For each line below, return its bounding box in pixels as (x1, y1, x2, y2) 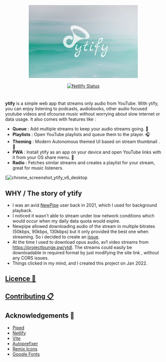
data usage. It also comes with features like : (5, 116, 96, 122)
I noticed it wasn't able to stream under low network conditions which (12, 213, 155, 218)
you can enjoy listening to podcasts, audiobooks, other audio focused (5, 106, 148, 112)
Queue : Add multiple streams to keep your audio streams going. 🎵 (12, 126, 149, 132)
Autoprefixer (12, 340, 38, 347)
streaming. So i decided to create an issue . (12, 233, 100, 240)
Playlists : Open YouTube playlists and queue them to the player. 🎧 (12, 132, 150, 138)
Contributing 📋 (5, 292, 54, 300)
